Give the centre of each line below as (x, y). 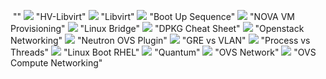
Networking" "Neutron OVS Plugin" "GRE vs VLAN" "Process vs (160, 40)
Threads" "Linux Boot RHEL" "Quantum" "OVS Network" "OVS (163, 52)
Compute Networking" (56, 63)
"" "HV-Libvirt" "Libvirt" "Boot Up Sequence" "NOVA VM (153, 16)
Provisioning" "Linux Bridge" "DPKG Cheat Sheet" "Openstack (157, 28)
